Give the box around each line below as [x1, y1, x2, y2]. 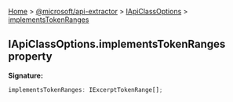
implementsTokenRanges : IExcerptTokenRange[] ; [8, 86, 163, 93]
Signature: [8, 71, 43, 80]
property [8, 50, 53, 64]
